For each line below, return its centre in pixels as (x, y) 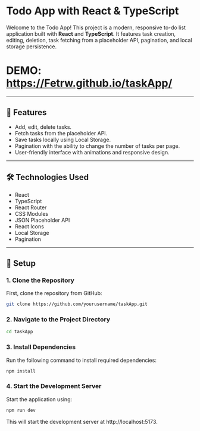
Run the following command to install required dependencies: (81, 360)
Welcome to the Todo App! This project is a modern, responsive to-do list (96, 27)
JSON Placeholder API (42, 220)
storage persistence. (32, 46)
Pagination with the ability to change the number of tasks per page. (97, 146)
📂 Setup (21, 263)
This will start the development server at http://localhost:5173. (82, 421)
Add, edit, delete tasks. (43, 127)
